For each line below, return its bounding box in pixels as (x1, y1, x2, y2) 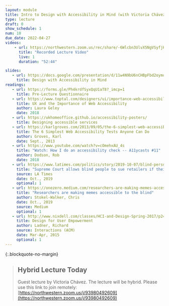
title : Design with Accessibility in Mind (16, 78, 107, 83)
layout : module (5, 7, 37, 13)
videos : (5, 40, 22, 45)
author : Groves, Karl (16, 134, 62, 139)
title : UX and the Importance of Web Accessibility (16, 101, 127, 106)
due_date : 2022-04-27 (5, 36, 51, 41)
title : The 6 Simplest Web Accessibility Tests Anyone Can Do (16, 129, 150, 134)
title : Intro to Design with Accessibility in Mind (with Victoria (5, 12, 150, 17)
